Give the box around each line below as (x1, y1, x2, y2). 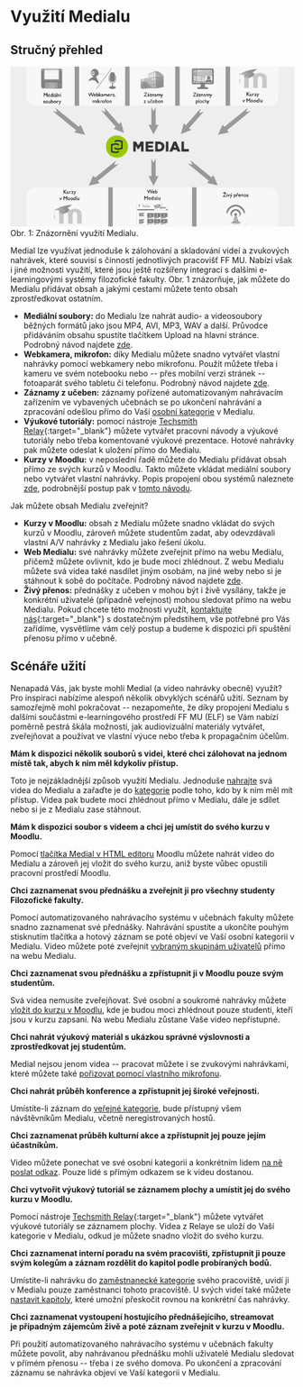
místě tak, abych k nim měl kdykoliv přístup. (10, 757, 179, 768)
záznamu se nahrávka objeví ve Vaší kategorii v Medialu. (10, 1367, 221, 1378)
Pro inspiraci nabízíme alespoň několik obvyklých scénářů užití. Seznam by (10, 692, 289, 703)
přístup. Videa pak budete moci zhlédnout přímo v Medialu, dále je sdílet (10, 794, 280, 805)
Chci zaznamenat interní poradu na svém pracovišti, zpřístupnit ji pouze (10, 1247, 287, 1258)
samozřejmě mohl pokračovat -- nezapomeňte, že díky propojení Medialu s (10, 701, 289, 713)
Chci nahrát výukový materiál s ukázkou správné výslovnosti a (10, 1031, 251, 1042)
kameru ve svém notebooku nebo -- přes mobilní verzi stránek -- (23, 368, 265, 379)
